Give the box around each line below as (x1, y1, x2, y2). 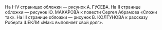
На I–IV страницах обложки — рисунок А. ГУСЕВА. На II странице (5, 4, 141, 10)
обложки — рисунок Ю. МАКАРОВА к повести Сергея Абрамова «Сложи (5, 9, 157, 15)
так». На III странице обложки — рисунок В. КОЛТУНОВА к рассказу (5, 15, 148, 20)
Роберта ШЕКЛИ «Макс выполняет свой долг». (5, 19, 103, 25)
